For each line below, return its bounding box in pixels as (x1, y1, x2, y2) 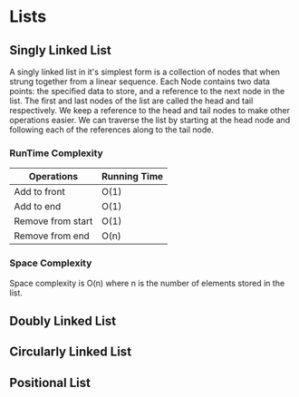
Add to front (14, 186, 65, 198)
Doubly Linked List (9, 313, 116, 328)
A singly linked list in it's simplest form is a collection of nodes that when (9, 66, 281, 77)
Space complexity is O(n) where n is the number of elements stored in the (9, 277, 285, 288)
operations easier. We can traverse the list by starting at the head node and (9, 115, 291, 125)
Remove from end (14, 229, 91, 242)
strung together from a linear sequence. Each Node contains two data (9, 76, 270, 87)
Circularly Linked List (9, 344, 132, 360)
